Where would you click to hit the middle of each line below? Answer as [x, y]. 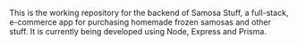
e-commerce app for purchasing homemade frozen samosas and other [140, 22]
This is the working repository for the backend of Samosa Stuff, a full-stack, [149, 13]
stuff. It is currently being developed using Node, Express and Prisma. [138, 31]
